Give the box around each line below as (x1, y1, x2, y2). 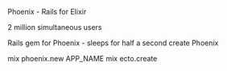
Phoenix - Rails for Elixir (7, 7, 87, 16)
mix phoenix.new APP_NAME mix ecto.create (7, 54, 158, 63)
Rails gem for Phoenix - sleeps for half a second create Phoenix (7, 38, 219, 48)
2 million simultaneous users (7, 23, 102, 31)
